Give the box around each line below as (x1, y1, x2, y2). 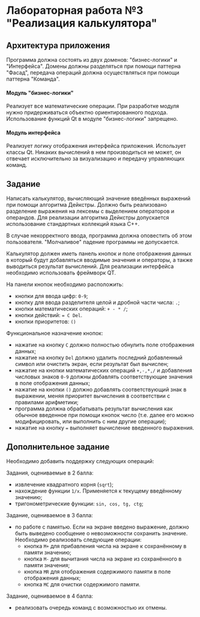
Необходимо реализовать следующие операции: (14, 536, 142, 544)
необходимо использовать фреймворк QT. (6, 269, 116, 276)
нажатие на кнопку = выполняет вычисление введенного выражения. (14, 424, 195, 431)
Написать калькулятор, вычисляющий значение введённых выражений (6, 195, 191, 202)
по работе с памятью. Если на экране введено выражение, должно (14, 523, 189, 530)
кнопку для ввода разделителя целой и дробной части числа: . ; (14, 299, 180, 306)
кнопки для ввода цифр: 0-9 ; (14, 293, 88, 300)
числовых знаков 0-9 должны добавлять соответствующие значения (14, 373, 193, 380)
